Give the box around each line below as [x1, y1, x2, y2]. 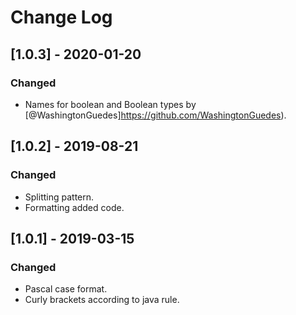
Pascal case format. [24, 283, 108, 295]
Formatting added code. [24, 201, 125, 213]
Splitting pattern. [24, 191, 95, 203]
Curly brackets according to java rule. [24, 294, 180, 306]
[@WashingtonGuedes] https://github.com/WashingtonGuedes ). [24, 109, 287, 121]
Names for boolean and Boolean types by [24, 98, 197, 110]
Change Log [10, 6, 113, 29]
